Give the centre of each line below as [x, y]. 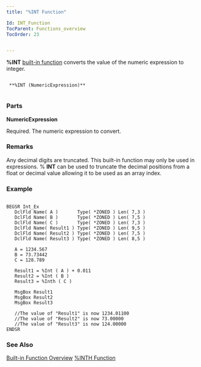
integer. [16, 69]
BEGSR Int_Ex [23, 207]
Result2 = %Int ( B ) [42, 276]
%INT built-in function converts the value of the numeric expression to [95, 62]
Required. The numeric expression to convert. [64, 131]
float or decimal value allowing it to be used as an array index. [84, 173]
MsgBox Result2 [33, 298]
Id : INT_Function [28, 23]
